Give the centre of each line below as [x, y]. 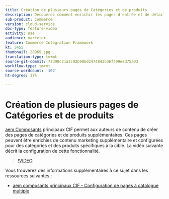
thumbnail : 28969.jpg [28, 52]
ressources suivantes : [29, 176]
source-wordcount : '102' [31, 71]
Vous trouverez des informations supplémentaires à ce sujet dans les [77, 170]
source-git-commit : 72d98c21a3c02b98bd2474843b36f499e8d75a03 [72, 61]
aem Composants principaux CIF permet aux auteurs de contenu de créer [82, 129]
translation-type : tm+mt [31, 57]
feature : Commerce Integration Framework [49, 43]
